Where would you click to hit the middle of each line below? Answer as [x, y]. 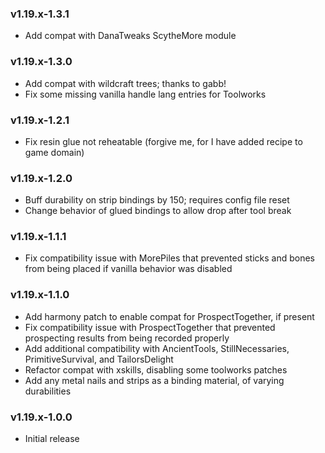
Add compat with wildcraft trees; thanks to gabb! [125, 83]
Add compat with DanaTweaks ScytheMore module [130, 36]
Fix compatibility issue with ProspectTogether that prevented [150, 327]
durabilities [48, 391]
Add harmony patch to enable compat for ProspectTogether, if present [169, 316]
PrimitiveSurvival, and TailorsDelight [99, 359]
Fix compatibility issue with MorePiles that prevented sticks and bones [169, 258]
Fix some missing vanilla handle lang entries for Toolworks [145, 94]
